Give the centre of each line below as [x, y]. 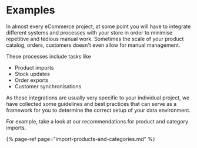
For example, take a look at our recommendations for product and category [97, 121]
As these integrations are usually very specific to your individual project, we [98, 98]
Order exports [31, 80]
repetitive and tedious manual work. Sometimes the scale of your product [95, 39]
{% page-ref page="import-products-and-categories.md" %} [81, 139]
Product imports [34, 67]
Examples [31, 10]
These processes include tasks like [49, 56]
